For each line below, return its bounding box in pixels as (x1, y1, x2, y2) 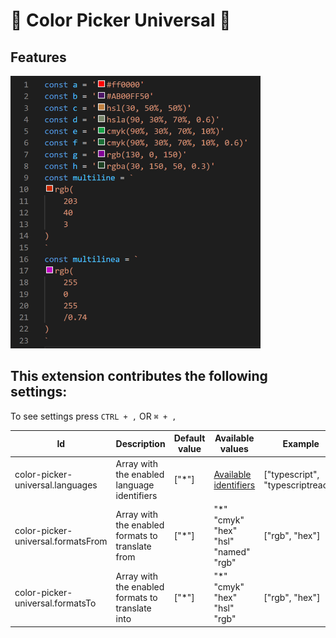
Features (10, 49, 67, 66)
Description (115, 437, 166, 449)
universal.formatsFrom (14, 535, 108, 547)
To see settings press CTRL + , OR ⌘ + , (10, 410, 177, 422)
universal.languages (14, 479, 98, 491)
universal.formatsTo (14, 597, 97, 609)
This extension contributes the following (10, 368, 268, 385)
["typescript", (263, 468, 320, 480)
